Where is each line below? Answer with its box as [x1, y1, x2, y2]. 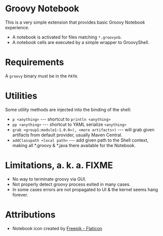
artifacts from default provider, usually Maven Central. [12, 132, 122, 138]
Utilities [5, 90, 38, 102]
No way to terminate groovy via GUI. [12, 176, 86, 182]
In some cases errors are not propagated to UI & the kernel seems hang [12, 186, 158, 193]
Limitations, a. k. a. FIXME [5, 160, 113, 171]
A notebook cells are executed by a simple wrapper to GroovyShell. [12, 39, 150, 45]
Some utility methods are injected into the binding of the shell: [5, 107, 131, 113]
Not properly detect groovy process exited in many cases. [12, 181, 131, 187]
